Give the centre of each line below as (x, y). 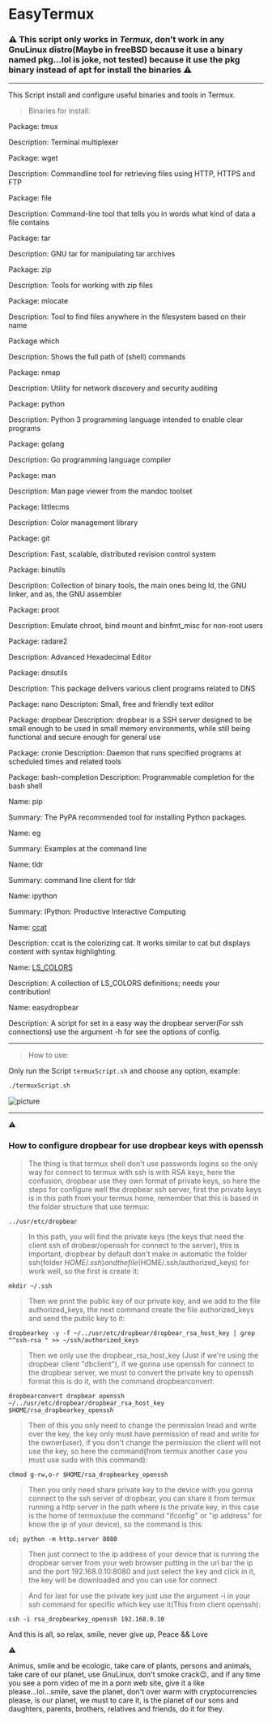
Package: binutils (37, 570)
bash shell (25, 786)
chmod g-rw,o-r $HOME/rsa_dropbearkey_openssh (88, 1474)
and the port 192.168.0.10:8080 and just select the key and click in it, (142, 1571)
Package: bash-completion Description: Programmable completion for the (132, 777)
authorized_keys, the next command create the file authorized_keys (141, 1309)
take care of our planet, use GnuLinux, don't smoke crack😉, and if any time (134, 1674)
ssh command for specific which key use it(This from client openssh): (144, 1604)
